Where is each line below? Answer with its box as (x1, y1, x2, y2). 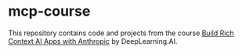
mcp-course (8, 2, 91, 20)
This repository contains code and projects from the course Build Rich (8, 28, 234, 38)
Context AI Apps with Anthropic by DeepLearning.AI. (8, 36, 178, 45)
